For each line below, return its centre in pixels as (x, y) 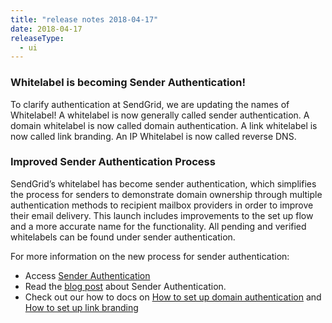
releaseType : (37, 38)
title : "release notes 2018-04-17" (84, 19)
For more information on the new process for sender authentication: (150, 256)
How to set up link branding (81, 307)
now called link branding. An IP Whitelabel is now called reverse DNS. (153, 136)
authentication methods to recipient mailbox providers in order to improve (162, 205)
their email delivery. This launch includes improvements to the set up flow (162, 215)
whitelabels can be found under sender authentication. (123, 237)
